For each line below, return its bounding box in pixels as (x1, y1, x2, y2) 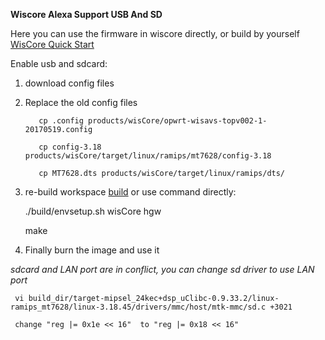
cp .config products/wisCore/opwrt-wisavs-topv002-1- (38, 116, 268, 126)
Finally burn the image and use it (24, 244, 160, 256)
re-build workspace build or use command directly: (24, 186, 237, 198)
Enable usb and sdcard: (10, 58, 108, 69)
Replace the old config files (24, 97, 138, 108)
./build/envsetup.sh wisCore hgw (24, 205, 162, 217)
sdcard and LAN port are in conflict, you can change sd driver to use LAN (10, 264, 315, 275)
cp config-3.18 (38, 142, 102, 152)
